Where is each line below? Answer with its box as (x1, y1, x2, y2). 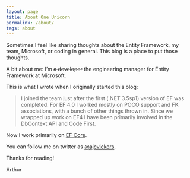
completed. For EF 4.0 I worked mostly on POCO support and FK (20, 101, 179, 109)
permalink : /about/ (6, 20, 55, 26)
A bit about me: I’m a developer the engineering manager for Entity (6, 66, 169, 73)
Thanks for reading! (6, 155, 55, 162)
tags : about (6, 25, 36, 31)
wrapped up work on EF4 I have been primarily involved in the (20, 114, 173, 121)
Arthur (6, 166, 22, 173)
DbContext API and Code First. (20, 120, 96, 128)
